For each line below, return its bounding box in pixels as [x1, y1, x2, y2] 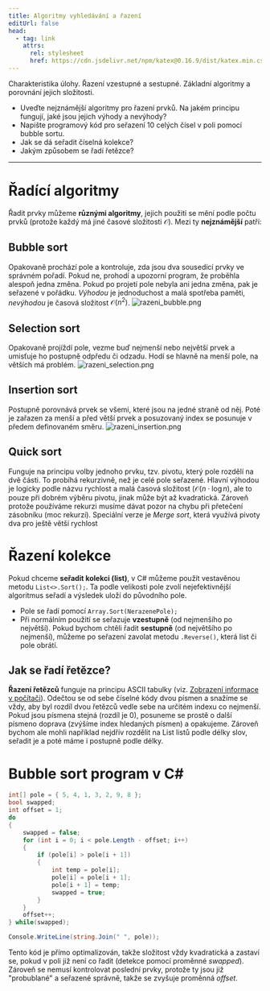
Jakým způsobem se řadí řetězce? [19, 146, 134, 155]
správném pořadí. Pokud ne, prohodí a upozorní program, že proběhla [8, 271, 239, 280]
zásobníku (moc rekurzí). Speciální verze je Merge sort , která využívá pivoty [8, 509, 260, 520]
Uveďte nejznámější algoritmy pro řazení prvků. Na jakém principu [19, 102, 239, 113]
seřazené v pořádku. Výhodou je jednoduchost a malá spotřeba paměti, [8, 288, 246, 297]
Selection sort [8, 321, 80, 335]
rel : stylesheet [29, 49, 84, 57]
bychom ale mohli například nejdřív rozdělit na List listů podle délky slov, [8, 728, 247, 737]
